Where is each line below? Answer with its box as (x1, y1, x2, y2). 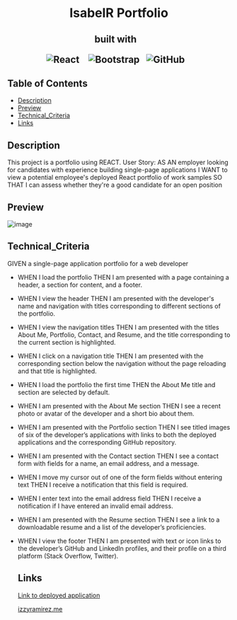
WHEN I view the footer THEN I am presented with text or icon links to (17, 536, 221, 545)
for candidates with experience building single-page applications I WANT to (7, 166, 228, 174)
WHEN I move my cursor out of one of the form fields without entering (17, 473, 223, 481)
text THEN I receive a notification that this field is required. (17, 480, 188, 489)
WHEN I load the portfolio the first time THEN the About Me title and (17, 380, 216, 389)
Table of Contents (7, 77, 88, 89)
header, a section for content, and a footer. (17, 280, 143, 289)
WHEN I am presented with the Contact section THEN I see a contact (17, 452, 219, 460)
